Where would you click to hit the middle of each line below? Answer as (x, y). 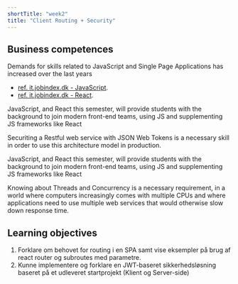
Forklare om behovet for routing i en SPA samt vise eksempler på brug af (124, 250)
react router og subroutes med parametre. (79, 258)
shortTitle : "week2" (38, 14)
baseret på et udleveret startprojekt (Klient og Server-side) (103, 273)
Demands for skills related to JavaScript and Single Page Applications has (115, 66)
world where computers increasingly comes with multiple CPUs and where (117, 195)
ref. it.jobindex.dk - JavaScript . (63, 88)
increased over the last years (50, 74)
